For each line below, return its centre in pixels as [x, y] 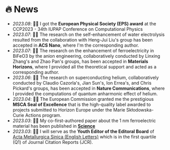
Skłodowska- [140, 109]
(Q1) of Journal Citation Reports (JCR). [53, 142]
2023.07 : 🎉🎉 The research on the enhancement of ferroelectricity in [83, 50]
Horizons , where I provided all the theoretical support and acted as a [84, 66]
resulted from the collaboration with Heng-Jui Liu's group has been [82, 40]
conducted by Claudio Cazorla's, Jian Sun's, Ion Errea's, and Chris [82, 83]
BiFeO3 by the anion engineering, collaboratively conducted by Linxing [86, 56]
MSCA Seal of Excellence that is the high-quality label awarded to [81, 104]
